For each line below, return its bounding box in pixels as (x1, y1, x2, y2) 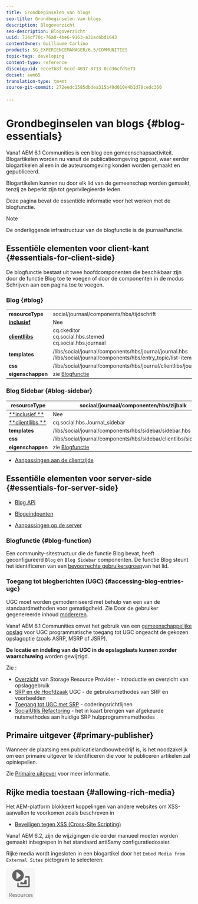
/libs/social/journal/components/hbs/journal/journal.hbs (52, 348, 188, 355)
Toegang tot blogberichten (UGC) (6, 577, 104, 585)
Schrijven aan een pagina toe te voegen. (6, 281, 104, 288)
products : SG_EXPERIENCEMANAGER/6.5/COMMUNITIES (6, 47, 128, 53)
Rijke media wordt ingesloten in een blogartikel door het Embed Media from (6, 850, 186, 857)
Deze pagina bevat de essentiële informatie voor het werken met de (6, 197, 171, 204)
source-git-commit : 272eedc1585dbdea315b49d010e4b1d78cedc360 (6, 85, 162, 91)
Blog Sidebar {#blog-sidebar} (6, 387, 93, 395)
